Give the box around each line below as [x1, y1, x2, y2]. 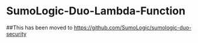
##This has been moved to [6, 24, 73, 31]
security [6, 30, 27, 37]
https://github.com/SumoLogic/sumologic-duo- [73, 24, 192, 31]
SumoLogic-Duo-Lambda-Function [6, 4, 185, 18]
